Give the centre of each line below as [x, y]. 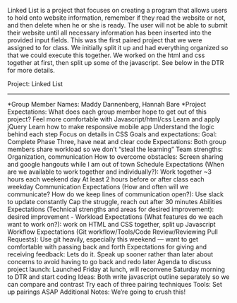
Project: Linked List [35, 84]
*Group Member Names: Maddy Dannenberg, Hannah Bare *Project [107, 104]
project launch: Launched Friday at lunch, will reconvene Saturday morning [116, 269]
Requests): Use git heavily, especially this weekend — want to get [103, 239]
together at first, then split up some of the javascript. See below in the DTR [116, 63]
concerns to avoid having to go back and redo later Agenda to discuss [109, 262]
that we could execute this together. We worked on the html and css [106, 55]
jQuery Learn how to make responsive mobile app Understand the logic [111, 127]
